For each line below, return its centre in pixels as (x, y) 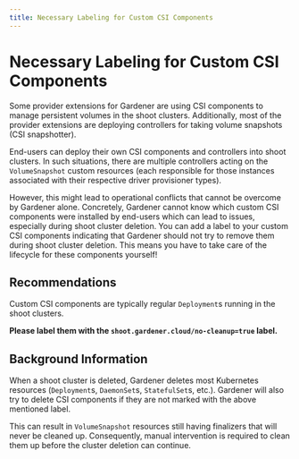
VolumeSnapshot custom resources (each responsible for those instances (142, 170)
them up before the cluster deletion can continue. (100, 446)
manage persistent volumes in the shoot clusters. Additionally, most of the (145, 115)
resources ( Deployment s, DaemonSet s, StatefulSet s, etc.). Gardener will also (146, 390)
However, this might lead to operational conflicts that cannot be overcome (145, 197)
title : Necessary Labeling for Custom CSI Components (112, 17)
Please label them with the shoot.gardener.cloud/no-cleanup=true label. (144, 331)
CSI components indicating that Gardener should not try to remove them (142, 235)
